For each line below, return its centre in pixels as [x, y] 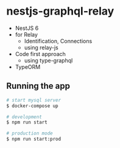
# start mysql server [34, 100]
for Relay [26, 34]
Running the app [38, 86]
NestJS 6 [27, 28]
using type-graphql [48, 60]
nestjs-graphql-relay [60, 11]
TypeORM [28, 67]
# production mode [30, 133]
